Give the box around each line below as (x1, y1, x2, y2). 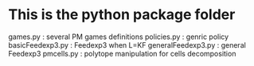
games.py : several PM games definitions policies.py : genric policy (8, 32, 229, 41)
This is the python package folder (8, 6, 236, 24)
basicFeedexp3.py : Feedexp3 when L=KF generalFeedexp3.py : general (8, 40, 247, 49)
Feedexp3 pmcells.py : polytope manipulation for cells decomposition (8, 49, 236, 58)
